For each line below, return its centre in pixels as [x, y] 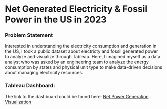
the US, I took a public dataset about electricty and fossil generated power [82, 51]
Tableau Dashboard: [30, 86]
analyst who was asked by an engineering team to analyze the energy [77, 62]
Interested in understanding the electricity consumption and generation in [81, 46]
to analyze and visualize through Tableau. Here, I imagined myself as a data [83, 57]
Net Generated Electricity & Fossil [76, 9]
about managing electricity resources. [44, 73]
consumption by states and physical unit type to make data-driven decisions [83, 67]
